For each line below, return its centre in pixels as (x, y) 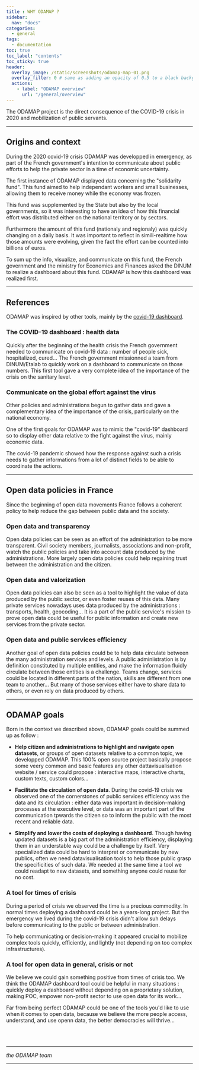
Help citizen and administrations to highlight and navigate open (94, 747)
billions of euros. (26, 248)
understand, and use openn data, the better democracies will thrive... (90, 1021)
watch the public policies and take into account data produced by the (91, 552)
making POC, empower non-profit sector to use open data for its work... (94, 996)
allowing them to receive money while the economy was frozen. (84, 193)
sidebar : (17, 17)
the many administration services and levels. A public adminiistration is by (96, 659)
